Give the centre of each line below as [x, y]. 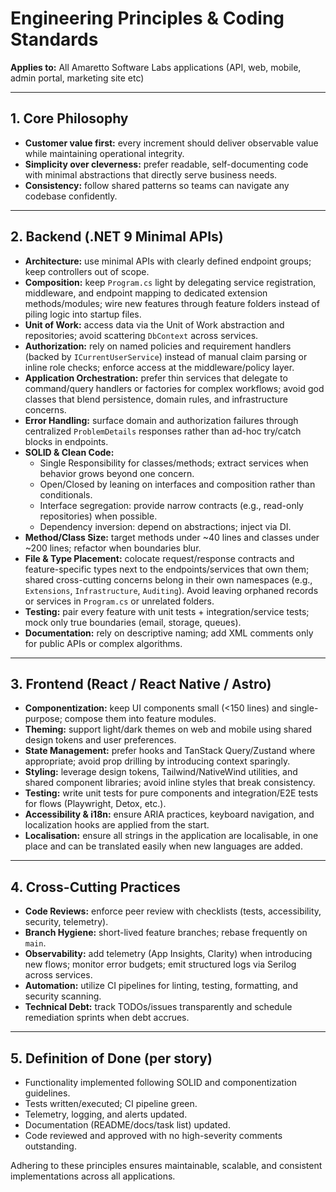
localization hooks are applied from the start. [117, 825]
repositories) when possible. [98, 516]
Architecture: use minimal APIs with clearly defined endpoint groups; [168, 261]
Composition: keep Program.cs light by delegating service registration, [170, 282]
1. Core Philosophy [69, 118]
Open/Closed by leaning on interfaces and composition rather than [177, 484]
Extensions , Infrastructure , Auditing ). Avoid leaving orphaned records [171, 590]
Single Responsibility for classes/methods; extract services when [174, 463]
